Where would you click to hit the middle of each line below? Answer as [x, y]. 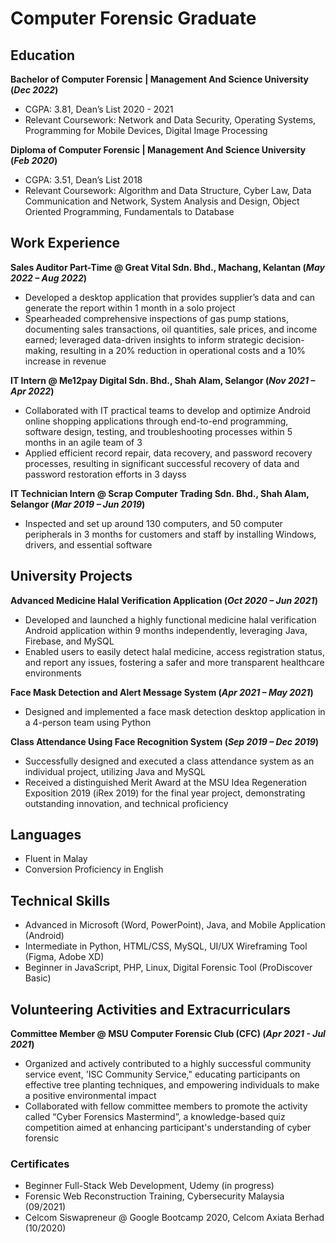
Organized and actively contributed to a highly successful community [168, 1064]
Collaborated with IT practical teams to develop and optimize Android [167, 410]
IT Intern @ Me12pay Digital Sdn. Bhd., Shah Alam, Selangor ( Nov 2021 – [163, 380]
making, [41, 350]
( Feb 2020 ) [34, 160]
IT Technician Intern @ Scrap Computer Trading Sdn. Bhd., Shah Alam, [160, 493]
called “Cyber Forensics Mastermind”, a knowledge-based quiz [155, 1117]
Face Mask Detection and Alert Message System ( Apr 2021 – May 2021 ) [162, 692]
